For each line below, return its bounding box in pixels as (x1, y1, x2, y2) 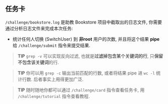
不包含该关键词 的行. (17, 59, 59, 65)
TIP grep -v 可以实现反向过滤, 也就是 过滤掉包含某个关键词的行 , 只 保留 (17, 53, 163, 59)
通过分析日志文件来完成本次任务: (5, 25, 73, 31)
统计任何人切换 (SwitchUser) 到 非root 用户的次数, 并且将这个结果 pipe (12, 36, 160, 42)
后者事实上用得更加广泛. (33, 76, 84, 82)
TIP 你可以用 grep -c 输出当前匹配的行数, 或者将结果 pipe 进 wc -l (17, 70, 155, 76)
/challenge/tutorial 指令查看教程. (17, 93, 90, 99)
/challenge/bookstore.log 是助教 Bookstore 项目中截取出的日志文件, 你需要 (5, 19, 162, 25)
